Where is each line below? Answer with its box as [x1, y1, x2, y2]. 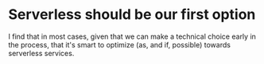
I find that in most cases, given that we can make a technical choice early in [8, 32, 257, 41]
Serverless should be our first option [8, 6, 256, 24]
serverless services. [8, 48, 75, 58]
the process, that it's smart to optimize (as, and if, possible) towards [8, 40, 231, 49]
